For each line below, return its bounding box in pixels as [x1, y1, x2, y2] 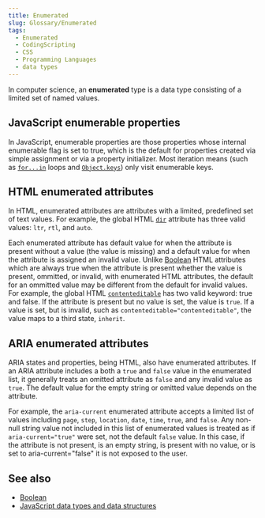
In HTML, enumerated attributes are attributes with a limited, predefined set [8, 206, 254, 216]
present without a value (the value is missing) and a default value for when [8, 247, 251, 256]
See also [8, 471, 51, 485]
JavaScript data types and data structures [19, 501, 157, 510]
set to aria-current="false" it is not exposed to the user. [8, 448, 188, 459]
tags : [8, 26, 26, 34]
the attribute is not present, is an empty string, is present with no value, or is [8, 440, 256, 450]
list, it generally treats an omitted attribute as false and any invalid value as [8, 375, 252, 384]
